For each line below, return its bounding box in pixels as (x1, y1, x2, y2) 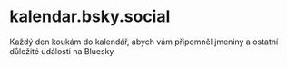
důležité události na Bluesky (9, 45, 114, 56)
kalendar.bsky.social (9, 6, 171, 27)
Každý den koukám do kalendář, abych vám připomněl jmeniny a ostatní (9, 36, 279, 47)
